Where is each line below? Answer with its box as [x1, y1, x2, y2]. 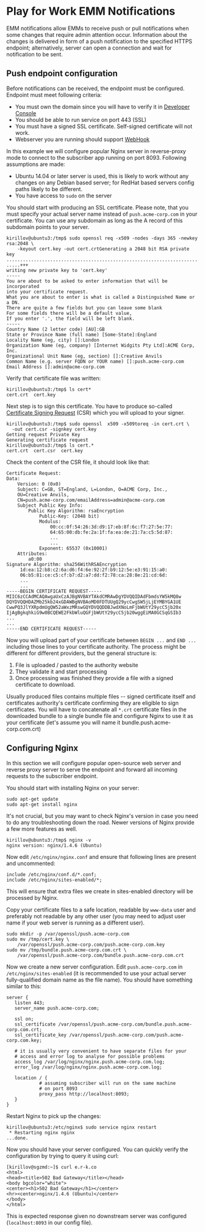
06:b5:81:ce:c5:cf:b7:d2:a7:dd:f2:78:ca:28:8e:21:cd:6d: [20, 572, 168, 578]
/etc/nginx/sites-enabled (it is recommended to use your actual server [6, 969, 187, 977]
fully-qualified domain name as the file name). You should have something [6, 976, 193, 983]
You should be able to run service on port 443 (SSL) [15, 116, 146, 123]
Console [15, 109, 37, 117]
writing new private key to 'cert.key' [6, 267, 108, 273]
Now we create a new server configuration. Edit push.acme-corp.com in [6, 963, 183, 970]
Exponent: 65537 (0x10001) [38, 545, 108, 551]
